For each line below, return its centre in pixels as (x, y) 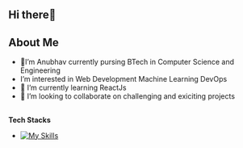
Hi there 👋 (32, 15)
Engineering (40, 70)
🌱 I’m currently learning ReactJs (73, 88)
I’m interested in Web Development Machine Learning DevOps (124, 79)
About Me (34, 42)
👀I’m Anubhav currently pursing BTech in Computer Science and (127, 62)
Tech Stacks (29, 120)
